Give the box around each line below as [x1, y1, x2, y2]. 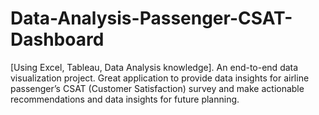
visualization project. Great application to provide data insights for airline [10, 72, 310, 84]
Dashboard [10, 28, 105, 51]
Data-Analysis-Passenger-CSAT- [10, 7, 293, 30]
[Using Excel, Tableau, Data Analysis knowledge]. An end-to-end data [10, 61, 299, 73]
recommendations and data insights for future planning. [10, 93, 240, 105]
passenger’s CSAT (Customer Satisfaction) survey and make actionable [10, 82, 305, 94]
